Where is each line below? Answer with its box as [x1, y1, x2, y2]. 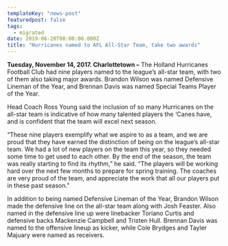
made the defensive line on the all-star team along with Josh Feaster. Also [7, 202, 216, 210]
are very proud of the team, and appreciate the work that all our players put [7, 174, 220, 182]
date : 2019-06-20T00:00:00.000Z [7, 36, 99, 42]
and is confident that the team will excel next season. [7, 118, 157, 125]
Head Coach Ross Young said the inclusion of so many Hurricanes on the [7, 103, 214, 111]
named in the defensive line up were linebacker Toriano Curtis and [7, 209, 194, 217]
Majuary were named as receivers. [7, 231, 105, 239]
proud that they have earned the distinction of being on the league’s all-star [7, 138, 220, 146]
